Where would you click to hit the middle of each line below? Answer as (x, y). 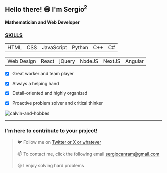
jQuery (67, 61)
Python (80, 48)
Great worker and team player (43, 74)
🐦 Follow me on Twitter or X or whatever (59, 142)
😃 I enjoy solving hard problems (50, 165)
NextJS (112, 61)
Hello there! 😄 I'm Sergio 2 (46, 9)
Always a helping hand (36, 84)
